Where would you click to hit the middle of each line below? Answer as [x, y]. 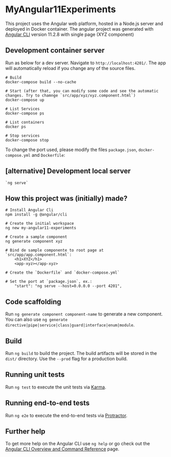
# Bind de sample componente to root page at [54, 250]
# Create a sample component [36, 237]
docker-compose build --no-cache [41, 82]
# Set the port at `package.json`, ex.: [49, 282]
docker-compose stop [27, 140]
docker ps [16, 127]
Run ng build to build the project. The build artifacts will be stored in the [81, 353]
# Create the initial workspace [40, 224]
